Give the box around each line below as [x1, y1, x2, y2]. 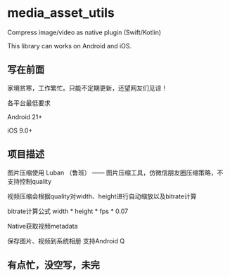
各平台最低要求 [7, 98, 51, 107]
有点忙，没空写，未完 [7, 259, 100, 271]
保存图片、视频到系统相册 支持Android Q [7, 236, 125, 245]
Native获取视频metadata [7, 222, 79, 230]
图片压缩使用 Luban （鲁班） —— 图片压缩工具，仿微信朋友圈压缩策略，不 [7, 168, 224, 177]
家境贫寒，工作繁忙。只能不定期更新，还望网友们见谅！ [7, 83, 167, 92]
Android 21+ [7, 112, 43, 121]
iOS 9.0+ [7, 126, 33, 135]
